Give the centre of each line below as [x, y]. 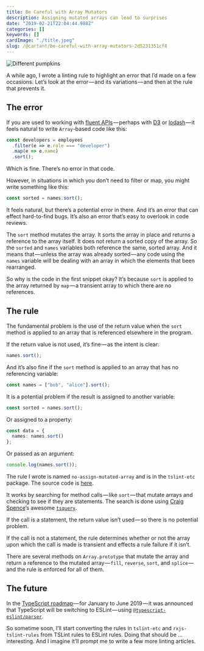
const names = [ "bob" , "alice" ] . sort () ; [58, 385]
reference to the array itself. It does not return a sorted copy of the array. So [102, 241]
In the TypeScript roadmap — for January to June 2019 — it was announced [100, 603]
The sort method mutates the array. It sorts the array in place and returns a [101, 235]
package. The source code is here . [50, 483]
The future [27, 588]
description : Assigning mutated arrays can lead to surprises [87, 18]
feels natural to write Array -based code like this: [67, 128]
